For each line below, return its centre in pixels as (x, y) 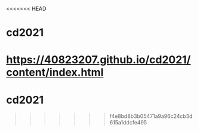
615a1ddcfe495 (128, 123)
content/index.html (55, 72)
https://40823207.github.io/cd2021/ (99, 60)
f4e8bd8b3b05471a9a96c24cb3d (151, 116)
